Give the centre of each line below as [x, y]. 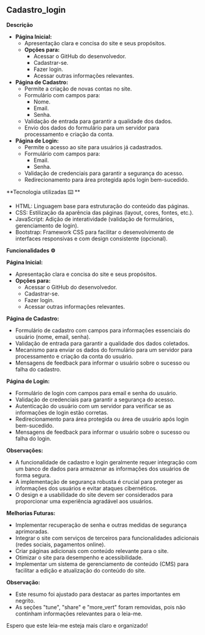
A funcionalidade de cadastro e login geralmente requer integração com [106, 462]
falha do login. [33, 438]
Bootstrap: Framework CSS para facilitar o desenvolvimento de [95, 232]
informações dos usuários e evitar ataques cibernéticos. [86, 488]
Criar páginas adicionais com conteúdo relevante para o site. [92, 551]
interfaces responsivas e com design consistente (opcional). [91, 239]
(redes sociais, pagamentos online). [60, 544]
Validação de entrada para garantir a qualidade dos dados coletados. [102, 343]
